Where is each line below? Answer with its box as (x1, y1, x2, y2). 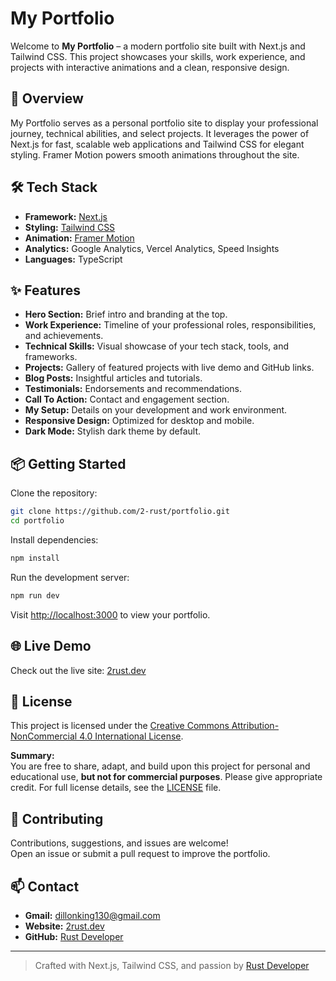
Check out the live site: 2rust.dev (10, 664, 147, 676)
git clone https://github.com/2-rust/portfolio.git (10, 507, 230, 517)
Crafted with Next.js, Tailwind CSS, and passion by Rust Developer (34, 959, 310, 971)
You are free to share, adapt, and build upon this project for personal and (10, 760, 311, 772)
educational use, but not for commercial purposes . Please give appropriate (10, 771, 323, 783)
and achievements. (24, 330, 104, 342)
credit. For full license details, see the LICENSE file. (10, 782, 222, 794)
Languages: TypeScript (24, 253, 123, 265)
